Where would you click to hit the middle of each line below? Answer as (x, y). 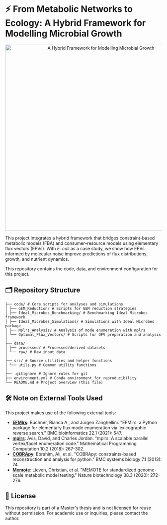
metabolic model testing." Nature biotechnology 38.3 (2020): (87, 475)
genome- (147, 470)
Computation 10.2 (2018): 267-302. (48, 449)
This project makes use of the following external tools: (61, 413)
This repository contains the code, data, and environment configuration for (82, 269)
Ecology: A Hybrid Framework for (76, 23)
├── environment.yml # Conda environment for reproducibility (71, 378)
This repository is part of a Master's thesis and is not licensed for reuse (78, 508)
